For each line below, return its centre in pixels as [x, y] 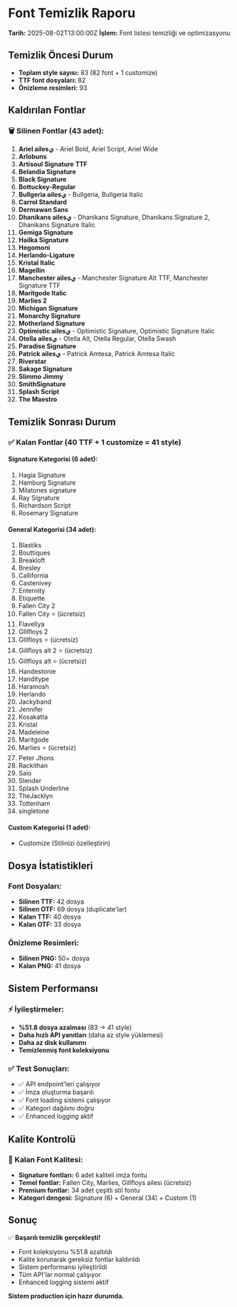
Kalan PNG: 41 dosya [49, 966]
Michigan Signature [48, 308]
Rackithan [33, 766]
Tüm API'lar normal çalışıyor [60, 1274]
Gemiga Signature [46, 233]
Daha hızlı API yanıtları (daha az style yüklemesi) [91, 1035]
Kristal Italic [37, 263]
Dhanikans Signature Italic [57, 225]
